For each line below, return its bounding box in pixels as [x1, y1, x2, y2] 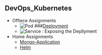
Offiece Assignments [12, 17, 56, 23]
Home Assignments [12, 33, 54, 39]
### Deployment [34, 23, 69, 29]
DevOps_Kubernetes [5, 4, 72, 13]
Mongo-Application [19, 39, 60, 45]
